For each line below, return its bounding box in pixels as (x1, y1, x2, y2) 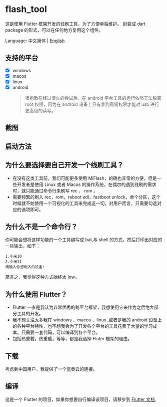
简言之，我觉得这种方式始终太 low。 (5, 274, 79, 280)
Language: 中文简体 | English (5, 38, 65, 44)
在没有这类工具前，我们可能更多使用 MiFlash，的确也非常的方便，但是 (12, 175, 157, 181)
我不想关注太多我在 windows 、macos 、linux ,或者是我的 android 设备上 (12, 317, 162, 323)
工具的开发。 (16, 311, 43, 317)
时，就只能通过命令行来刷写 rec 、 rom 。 (12, 187, 98, 193)
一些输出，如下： (5, 243, 40, 249)
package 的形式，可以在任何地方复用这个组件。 (5, 27, 103, 33)
